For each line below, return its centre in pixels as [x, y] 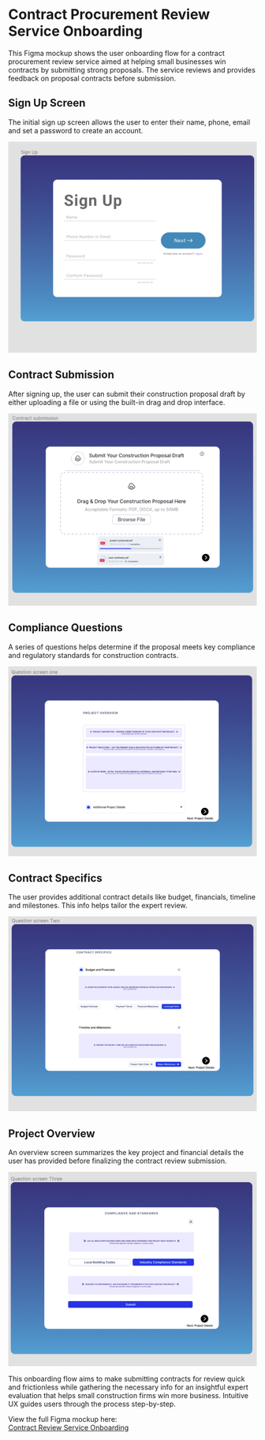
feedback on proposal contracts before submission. [92, 78]
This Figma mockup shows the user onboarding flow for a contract [116, 53]
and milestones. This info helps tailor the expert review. [98, 906]
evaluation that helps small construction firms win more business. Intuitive [128, 1396]
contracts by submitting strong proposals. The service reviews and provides [132, 69]
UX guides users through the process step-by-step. [92, 1404]
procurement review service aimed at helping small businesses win [117, 62]
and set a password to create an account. [76, 130]
